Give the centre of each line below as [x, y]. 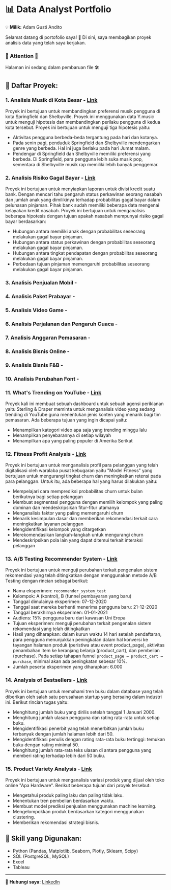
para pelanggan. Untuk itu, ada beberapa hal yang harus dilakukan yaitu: [81, 481]
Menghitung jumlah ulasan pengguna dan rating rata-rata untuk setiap [86, 717]
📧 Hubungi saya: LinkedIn [33, 882]
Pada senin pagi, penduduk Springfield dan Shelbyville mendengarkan [86, 143]
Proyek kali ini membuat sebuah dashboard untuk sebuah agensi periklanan [84, 404]
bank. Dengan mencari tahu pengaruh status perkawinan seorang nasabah [84, 194]
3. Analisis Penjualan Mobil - [41, 283]
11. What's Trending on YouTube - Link [53, 392]
